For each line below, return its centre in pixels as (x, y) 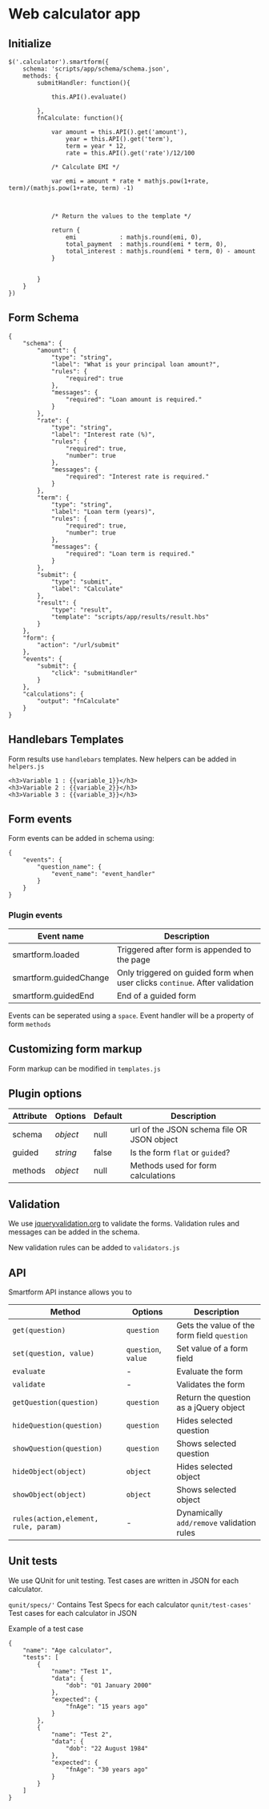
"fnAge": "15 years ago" (107, 1706)
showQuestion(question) (58, 1448)
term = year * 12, (96, 146)
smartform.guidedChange (61, 977)
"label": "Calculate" (87, 589)
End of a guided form (157, 995)
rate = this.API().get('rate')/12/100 (130, 153)
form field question (212, 1335)
